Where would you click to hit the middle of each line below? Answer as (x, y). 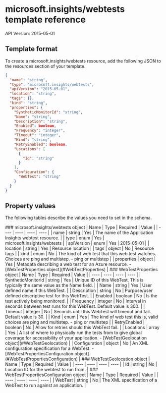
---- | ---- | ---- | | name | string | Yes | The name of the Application (84, 233)
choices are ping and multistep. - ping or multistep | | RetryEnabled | (75, 322)
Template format (31, 49)
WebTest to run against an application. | (46, 386)
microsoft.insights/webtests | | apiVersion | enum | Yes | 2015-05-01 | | (77, 243)
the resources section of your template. (45, 66)
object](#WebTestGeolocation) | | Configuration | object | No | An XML (77, 343)
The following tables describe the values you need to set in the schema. (79, 218)
